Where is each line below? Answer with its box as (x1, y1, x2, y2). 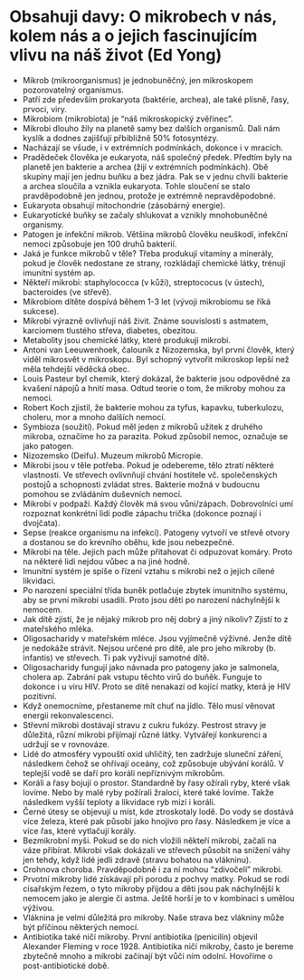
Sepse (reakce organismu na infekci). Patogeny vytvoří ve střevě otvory (22, 527, 290, 538)
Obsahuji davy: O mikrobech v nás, (9, 6, 278, 27)
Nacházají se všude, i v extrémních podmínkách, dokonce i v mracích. (22, 142, 283, 153)
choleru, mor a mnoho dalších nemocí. (22, 411, 166, 422)
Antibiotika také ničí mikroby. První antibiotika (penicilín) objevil (22, 931, 258, 942)
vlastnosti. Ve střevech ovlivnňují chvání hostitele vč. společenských (22, 469, 278, 480)
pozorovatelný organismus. (22, 84, 125, 95)
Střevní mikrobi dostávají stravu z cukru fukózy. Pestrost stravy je (22, 719, 267, 730)
